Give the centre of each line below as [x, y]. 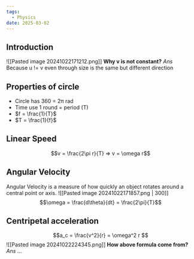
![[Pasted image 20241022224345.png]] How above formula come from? [97, 245]
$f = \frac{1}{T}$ [36, 114]
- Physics [24, 17]
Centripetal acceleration [52, 221]
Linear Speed [31, 139]
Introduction [30, 47]
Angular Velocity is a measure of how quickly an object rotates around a [95, 187]
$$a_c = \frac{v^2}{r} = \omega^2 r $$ [101, 235]
